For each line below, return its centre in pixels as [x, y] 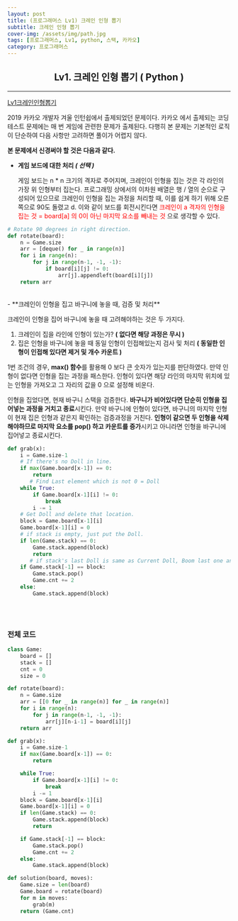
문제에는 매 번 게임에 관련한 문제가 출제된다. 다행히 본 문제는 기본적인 [121, 126]
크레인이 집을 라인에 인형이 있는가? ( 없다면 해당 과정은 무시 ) [101, 334]
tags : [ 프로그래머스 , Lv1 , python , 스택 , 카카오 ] [74, 40]
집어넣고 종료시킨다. [35, 435]
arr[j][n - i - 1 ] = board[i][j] [88, 721]
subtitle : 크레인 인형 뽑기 [44, 27]
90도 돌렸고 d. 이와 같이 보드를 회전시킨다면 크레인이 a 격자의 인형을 [131, 207]
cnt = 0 [31, 669]
